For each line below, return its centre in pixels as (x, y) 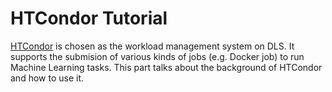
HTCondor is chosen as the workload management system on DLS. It (152, 46)
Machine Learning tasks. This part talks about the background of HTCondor (166, 67)
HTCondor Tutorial (89, 18)
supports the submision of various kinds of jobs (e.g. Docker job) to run (157, 56)
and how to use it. (47, 78)
